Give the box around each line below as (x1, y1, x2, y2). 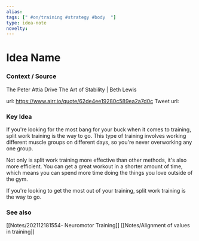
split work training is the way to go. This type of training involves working (6, 132, 186, 140)
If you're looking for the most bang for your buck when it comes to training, (6, 126, 191, 133)
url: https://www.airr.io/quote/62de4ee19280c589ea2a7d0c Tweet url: (6, 97, 179, 104)
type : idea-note (6, 20, 47, 26)
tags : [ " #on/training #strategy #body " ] (6, 14, 117, 20)
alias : (6, 8, 23, 15)
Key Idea (6, 112, 32, 120)
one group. (6, 145, 33, 152)
